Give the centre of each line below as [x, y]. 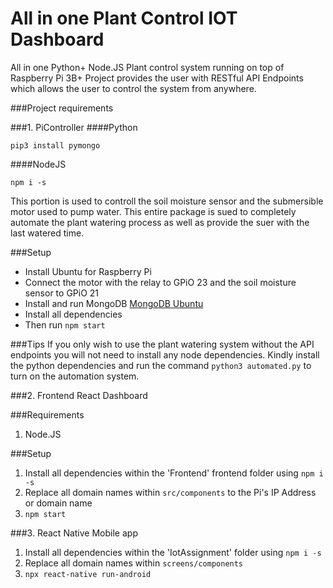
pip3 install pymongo [55, 145]
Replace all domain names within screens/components [134, 563]
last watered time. [47, 233]
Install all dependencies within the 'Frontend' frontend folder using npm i [174, 473]
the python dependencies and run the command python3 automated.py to [161, 365]
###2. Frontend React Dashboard [79, 395]
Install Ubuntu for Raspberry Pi [88, 271]
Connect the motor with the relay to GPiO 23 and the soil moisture [160, 282]
